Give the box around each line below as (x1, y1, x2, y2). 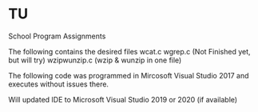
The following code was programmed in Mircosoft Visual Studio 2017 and (8, 70, 249, 80)
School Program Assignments (8, 31, 106, 41)
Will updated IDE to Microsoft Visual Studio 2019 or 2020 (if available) (8, 94, 238, 104)
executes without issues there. (8, 79, 109, 89)
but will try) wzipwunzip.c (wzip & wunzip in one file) (8, 55, 182, 65)
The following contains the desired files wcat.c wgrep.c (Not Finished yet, (8, 46, 251, 56)
